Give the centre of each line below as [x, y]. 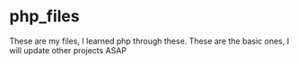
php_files [44, 16]
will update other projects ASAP [68, 50]
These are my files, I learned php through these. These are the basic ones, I [149, 41]
